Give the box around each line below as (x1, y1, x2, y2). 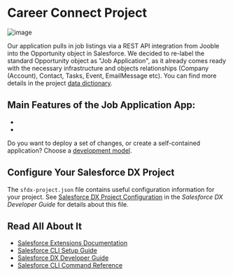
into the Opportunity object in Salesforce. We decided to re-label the (7, 49, 205, 57)
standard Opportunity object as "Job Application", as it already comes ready (7, 56, 226, 64)
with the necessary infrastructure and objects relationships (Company (7, 64, 209, 72)
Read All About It (7, 220, 83, 232)
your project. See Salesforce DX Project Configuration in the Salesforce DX (7, 193, 223, 201)
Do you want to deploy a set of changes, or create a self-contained (7, 139, 201, 147)
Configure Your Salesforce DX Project (7, 167, 175, 179)
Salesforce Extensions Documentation (17, 239, 128, 247)
